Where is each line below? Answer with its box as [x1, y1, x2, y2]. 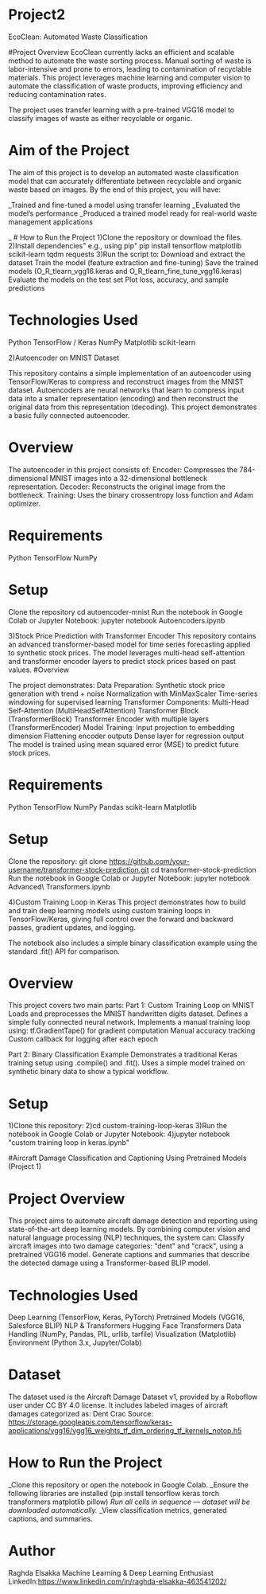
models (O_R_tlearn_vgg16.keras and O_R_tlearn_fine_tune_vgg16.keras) [8, 266, 242, 275]
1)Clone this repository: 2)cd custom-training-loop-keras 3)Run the [8, 1121, 228, 1131]
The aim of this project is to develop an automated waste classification [8, 167, 240, 177]
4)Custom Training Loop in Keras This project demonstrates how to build [8, 897, 246, 907]
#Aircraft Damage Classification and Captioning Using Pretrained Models [8, 1153, 247, 1163]
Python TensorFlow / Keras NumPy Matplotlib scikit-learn [8, 337, 196, 347]
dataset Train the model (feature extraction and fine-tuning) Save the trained [8, 257, 259, 268]
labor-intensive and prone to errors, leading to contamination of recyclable [8, 64, 252, 73]
